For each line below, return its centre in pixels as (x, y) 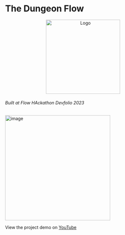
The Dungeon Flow (44, 9)
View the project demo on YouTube (41, 228)
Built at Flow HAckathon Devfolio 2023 (45, 102)
